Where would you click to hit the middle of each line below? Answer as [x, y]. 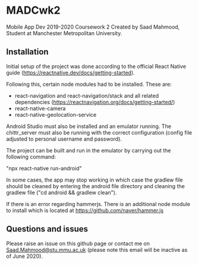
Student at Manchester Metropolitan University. [64, 33]
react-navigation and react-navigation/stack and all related [87, 95]
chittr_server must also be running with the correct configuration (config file [99, 132]
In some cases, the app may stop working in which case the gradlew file [95, 180]
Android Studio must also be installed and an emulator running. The [89, 126]
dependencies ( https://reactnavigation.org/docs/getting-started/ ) [95, 102]
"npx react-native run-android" [44, 168]
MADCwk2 [33, 10]
